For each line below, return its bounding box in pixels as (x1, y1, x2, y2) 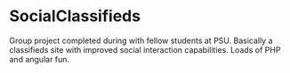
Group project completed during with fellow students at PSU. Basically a (9, 35, 273, 46)
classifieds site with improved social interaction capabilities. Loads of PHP (9, 44, 281, 55)
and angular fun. (9, 54, 69, 64)
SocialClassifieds (9, 6, 141, 26)
